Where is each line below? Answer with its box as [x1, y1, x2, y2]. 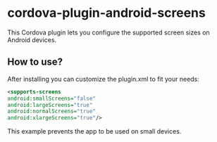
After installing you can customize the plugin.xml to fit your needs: [7, 75, 199, 83]
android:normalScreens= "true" [7, 108, 97, 115]
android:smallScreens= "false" [7, 95, 97, 102]
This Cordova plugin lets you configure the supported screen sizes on [7, 28, 210, 37]
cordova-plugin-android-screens [7, 5, 206, 21]
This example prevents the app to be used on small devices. [7, 127, 182, 136]
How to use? [7, 56, 63, 68]
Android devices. [7, 35, 57, 44]
